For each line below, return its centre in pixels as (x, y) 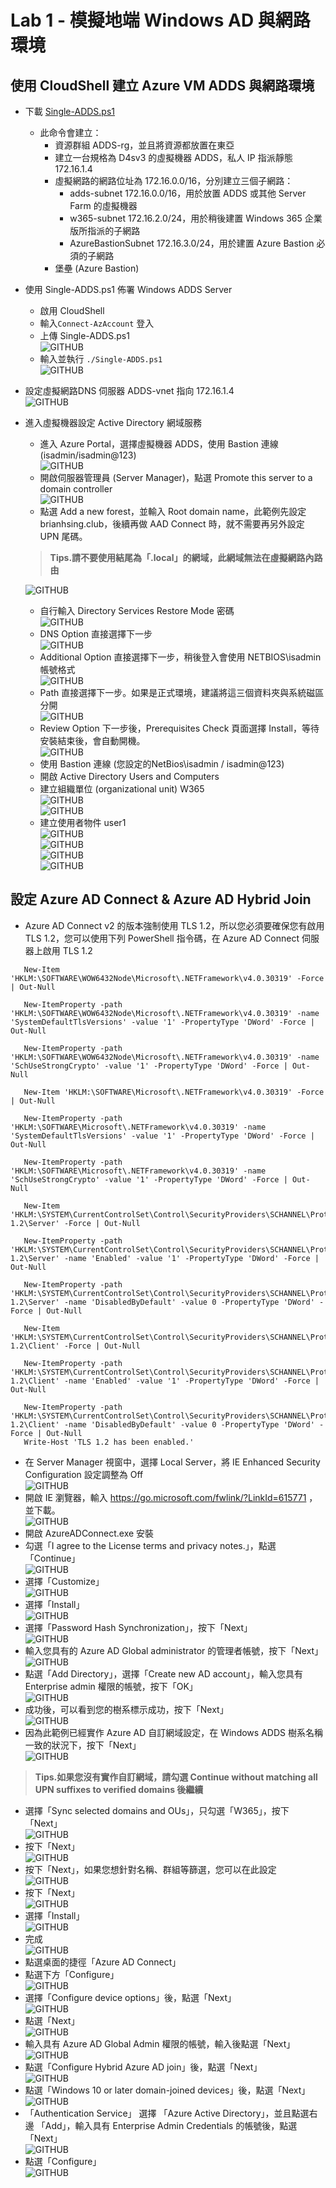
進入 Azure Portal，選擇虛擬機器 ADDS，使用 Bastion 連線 (159, 444)
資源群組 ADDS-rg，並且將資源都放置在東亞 (144, 145)
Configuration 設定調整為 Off (84, 1474)
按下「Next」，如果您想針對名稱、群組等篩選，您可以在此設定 (150, 1869)
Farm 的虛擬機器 (103, 205)
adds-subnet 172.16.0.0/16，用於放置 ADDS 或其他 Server (188, 193)
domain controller (76, 489)
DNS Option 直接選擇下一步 (96, 634)
